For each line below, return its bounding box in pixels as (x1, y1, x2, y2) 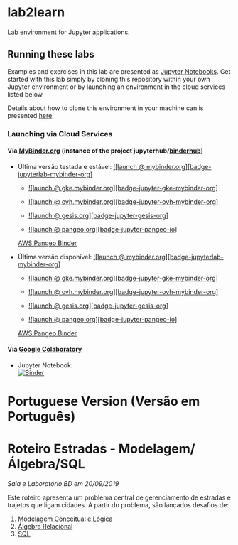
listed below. (7, 90, 45, 98)
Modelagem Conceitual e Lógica (17, 514, 113, 523)
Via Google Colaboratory (7, 345, 82, 354)
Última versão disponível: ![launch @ (17, 252, 126, 261)
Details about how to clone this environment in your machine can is (7, 104, 204, 112)
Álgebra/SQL (7, 456, 85, 473)
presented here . (7, 111, 55, 119)
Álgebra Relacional (17, 522, 73, 531)
